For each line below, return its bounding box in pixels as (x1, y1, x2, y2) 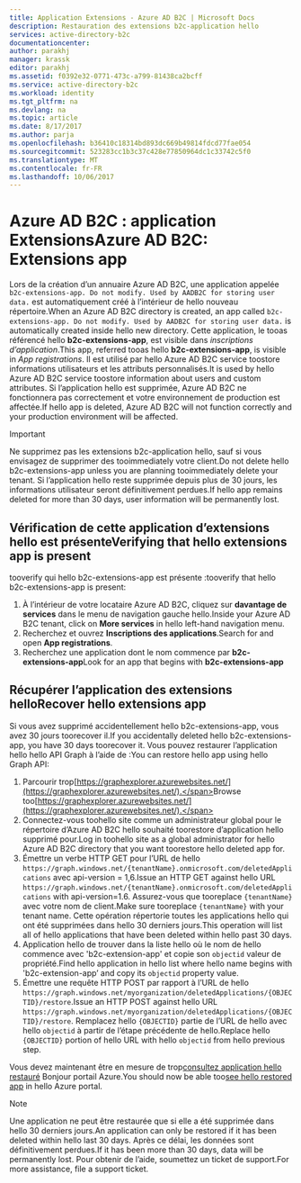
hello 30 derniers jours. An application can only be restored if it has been (9, 1124, 277, 1135)
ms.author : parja (9, 131, 75, 140)
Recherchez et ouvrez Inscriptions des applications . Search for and (22, 628, 274, 638)
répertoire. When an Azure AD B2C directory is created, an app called (9, 306, 265, 317)
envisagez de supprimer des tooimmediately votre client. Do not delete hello (9, 456, 289, 466)
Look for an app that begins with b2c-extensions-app (83, 656, 285, 667)
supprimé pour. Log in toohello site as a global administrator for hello (22, 834, 276, 844)
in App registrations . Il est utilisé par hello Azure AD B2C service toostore (9, 354, 280, 365)
